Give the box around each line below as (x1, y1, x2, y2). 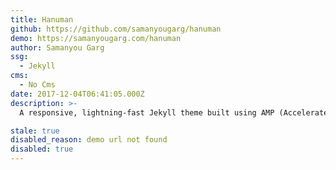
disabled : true (10, 144, 74, 155)
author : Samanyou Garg (10, 42, 105, 53)
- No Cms (19, 80, 56, 90)
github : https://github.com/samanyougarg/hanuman (10, 24, 222, 34)
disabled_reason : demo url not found (10, 135, 168, 145)
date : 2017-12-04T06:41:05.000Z (10, 89, 145, 99)
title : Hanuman (10, 14, 74, 25)
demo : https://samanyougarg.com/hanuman (10, 33, 182, 43)
